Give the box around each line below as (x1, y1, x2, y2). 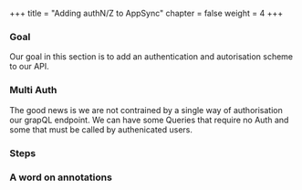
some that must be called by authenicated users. (9, 123, 193, 135)
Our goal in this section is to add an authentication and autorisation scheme (9, 51, 294, 62)
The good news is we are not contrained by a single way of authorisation (9, 104, 283, 115)
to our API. (9, 61, 50, 72)
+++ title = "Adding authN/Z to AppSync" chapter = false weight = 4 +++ (9, 8, 284, 18)
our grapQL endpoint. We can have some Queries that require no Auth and (9, 114, 289, 125)
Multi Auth (9, 84, 57, 97)
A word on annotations (9, 171, 112, 184)
